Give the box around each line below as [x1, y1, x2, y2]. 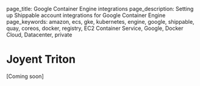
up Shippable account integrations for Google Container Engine [6, 12, 166, 19]
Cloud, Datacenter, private [6, 31, 73, 38]
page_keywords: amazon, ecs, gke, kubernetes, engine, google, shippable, [6, 18, 195, 25]
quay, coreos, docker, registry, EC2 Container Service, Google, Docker [6, 24, 184, 32]
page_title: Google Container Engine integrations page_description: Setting [6, 5, 194, 12]
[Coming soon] [6, 73, 44, 80]
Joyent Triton [6, 52, 76, 66]
